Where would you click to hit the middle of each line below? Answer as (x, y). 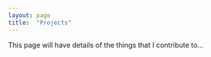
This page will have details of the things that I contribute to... (106, 45)
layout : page (29, 15)
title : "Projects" (40, 23)
